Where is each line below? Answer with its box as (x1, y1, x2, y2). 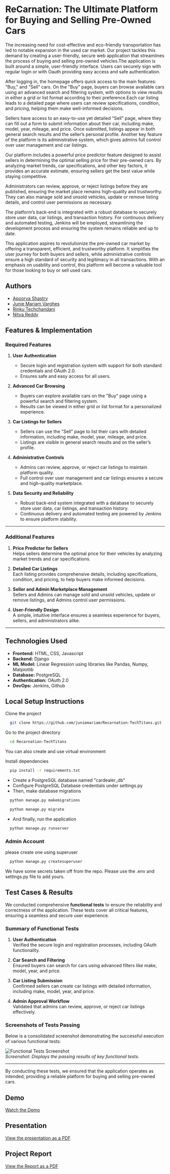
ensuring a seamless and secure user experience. (5, 912, 109, 919)
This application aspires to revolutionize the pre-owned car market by (5, 240, 150, 246)
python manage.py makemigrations (10, 798, 80, 803)
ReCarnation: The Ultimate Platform (5, 4, 158, 15)
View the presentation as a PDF (5, 1135, 71, 1141)
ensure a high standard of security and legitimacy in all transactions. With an (5, 256, 165, 263)
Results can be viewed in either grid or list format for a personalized (20, 404, 162, 410)
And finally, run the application (12, 816, 77, 822)
